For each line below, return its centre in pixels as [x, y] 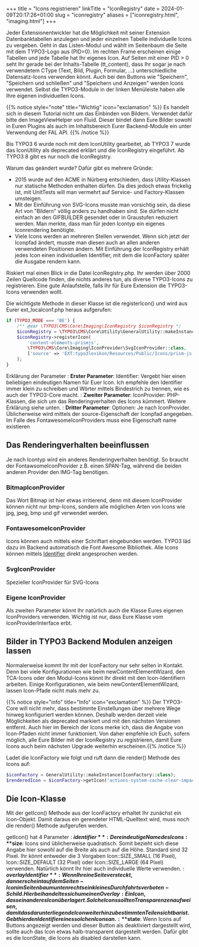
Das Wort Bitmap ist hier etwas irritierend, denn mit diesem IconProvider [94, 500]
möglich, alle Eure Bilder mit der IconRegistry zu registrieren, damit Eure [94, 740]
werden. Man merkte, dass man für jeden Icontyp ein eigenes [90, 224]
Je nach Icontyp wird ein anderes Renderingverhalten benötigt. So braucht [97, 459]
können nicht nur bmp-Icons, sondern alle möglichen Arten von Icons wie [96, 506]
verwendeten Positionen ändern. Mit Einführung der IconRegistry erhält [102, 249]
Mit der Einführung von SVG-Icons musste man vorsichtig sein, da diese [102, 205]
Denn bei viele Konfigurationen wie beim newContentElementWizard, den [96, 671]
